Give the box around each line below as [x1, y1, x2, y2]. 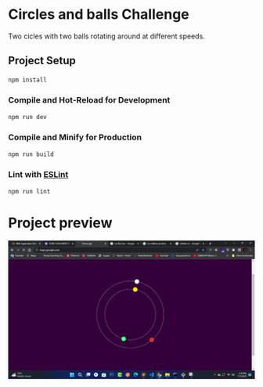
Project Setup [8, 54, 77, 67]
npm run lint [8, 188, 51, 196]
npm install [8, 76, 47, 84]
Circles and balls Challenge [8, 5, 189, 24]
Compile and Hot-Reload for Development [8, 94, 171, 105]
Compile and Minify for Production [8, 132, 142, 143]
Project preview [8, 214, 113, 232]
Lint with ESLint [8, 168, 69, 179]
